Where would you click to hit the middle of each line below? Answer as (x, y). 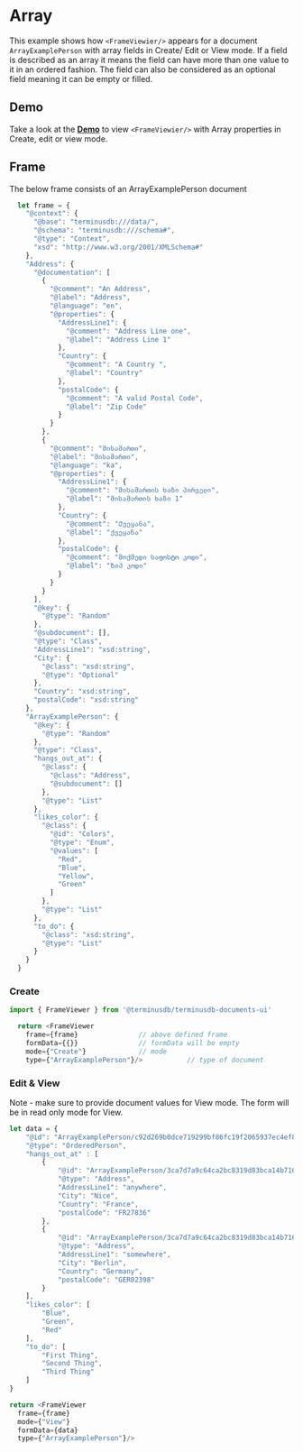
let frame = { (44, 205)
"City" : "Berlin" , (92, 1263)
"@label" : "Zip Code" (106, 407)
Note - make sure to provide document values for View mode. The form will (149, 1102)
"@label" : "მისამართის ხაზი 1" (124, 499)
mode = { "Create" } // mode (96, 1052)
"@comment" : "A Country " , (117, 365)
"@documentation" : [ (72, 272)
